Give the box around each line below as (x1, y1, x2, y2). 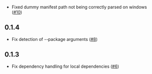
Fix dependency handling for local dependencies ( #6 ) (11, 63, 119, 69)
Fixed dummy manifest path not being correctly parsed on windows (11, 4, 147, 10)
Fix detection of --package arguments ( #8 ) (11, 36, 98, 42)
